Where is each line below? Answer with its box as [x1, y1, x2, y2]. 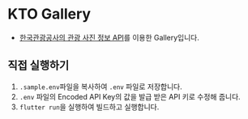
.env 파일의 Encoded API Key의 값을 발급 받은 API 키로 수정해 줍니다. [19, 91, 241, 101]
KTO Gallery [7, 5, 91, 23]
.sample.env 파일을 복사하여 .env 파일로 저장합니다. [19, 82, 183, 91]
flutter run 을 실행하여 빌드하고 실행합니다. [19, 102, 160, 112]
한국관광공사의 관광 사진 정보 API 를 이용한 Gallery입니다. [19, 32, 200, 42]
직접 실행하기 [7, 58, 70, 73]
